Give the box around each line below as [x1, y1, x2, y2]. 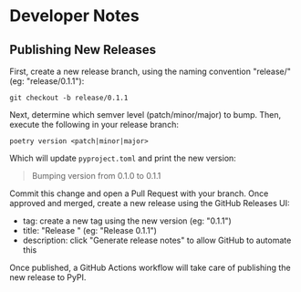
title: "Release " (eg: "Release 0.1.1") [22, 225, 158, 235]
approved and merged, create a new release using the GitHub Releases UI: [9, 198, 290, 208]
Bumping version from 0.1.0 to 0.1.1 [31, 171, 161, 181]
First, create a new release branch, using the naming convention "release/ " [9, 66, 292, 77]
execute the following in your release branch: [9, 120, 180, 130]
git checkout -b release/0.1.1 [9, 93, 129, 102]
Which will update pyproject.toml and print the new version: [9, 152, 237, 163]
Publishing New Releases [9, 42, 157, 57]
